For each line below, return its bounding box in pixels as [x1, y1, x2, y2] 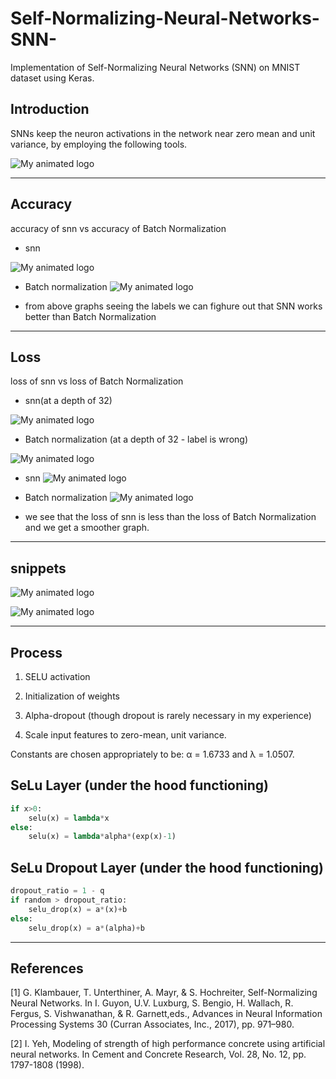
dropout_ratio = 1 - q [10, 886, 105, 896]
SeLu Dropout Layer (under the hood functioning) [10, 859, 324, 876]
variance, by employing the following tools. [10, 138, 188, 150]
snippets [10, 560, 67, 577]
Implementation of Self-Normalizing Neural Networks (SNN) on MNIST [10, 61, 301, 73]
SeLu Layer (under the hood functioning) [10, 777, 270, 794]
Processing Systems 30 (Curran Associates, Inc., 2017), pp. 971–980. [10, 1018, 295, 1031]
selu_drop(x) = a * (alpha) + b [28, 923, 145, 933]
